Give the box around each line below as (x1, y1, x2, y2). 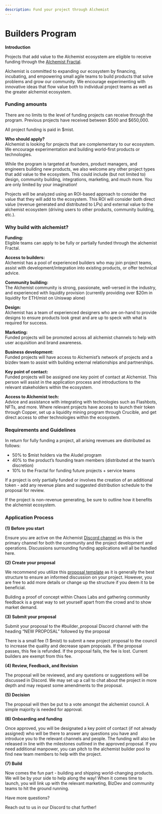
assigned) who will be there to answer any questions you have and (5, 730, 138, 736)
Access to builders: (5, 255, 45, 261)
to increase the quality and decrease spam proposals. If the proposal (5, 643, 142, 649)
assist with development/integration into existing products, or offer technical (5, 265, 157, 271)
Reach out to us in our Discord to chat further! (5, 804, 97, 810)
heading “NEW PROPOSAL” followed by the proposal (5, 628, 110, 634)
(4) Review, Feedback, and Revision (5, 662, 78, 669)
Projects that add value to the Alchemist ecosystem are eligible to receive (5, 53, 151, 59)
